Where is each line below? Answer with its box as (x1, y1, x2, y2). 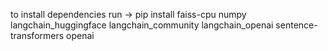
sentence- (275, 19, 318, 31)
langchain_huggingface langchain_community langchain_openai (10, 19, 274, 31)
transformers (10, 30, 65, 41)
